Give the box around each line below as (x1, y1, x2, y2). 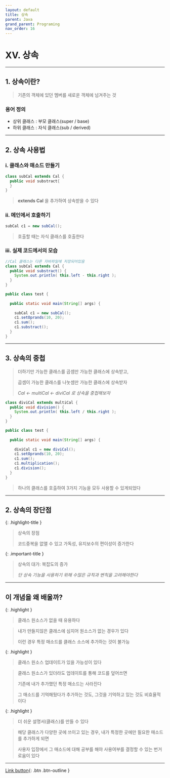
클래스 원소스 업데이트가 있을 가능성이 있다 (17, 659, 102, 666)
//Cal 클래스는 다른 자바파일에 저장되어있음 (5, 259, 85, 264)
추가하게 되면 (23, 735, 49, 742)
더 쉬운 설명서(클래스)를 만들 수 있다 (17, 718, 89, 724)
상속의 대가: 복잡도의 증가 (17, 561, 68, 567)
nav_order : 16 (5, 26, 35, 31)
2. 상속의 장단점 (5, 506, 52, 514)
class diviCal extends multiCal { (5, 400, 78, 405)
